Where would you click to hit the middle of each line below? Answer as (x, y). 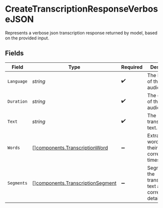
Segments (17, 183)
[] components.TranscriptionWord (70, 148)
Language (17, 81)
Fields (15, 53)
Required (132, 67)
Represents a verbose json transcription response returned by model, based (81, 33)
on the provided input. (27, 38)
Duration (17, 101)
